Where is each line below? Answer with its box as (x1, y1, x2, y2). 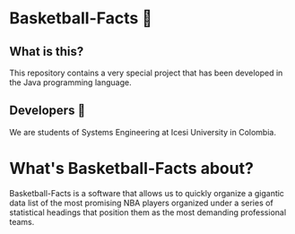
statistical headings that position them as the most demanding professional (9, 206, 287, 218)
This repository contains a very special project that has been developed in (9, 67, 283, 78)
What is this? (9, 44, 84, 59)
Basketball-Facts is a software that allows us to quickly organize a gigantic (9, 187, 285, 198)
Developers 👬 (9, 103, 86, 118)
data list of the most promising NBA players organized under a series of (9, 197, 273, 208)
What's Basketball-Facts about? (9, 159, 254, 178)
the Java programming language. (9, 77, 132, 88)
